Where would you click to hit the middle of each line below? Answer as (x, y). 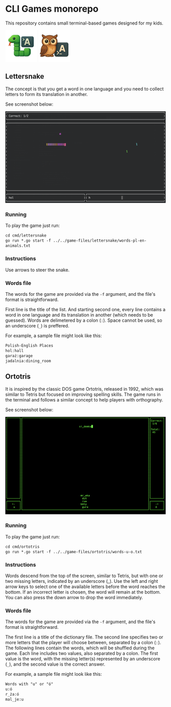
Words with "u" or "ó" (29, 684)
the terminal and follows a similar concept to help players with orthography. (84, 399)
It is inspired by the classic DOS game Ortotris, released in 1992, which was (84, 389)
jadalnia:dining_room (28, 361)
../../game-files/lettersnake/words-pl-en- (100, 241)
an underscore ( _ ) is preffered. (37, 326)
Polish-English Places (29, 346)
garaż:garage (19, 356)
